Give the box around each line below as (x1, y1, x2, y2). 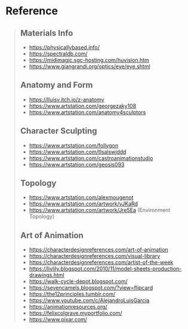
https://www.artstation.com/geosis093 (29, 161, 125, 168)
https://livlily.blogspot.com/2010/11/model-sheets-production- (29, 265, 182, 272)
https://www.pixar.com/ (29, 316, 88, 323)
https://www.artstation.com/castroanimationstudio (29, 154, 153, 162)
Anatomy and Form (20, 80, 93, 90)
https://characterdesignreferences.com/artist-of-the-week (29, 259, 174, 266)
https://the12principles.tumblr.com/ (29, 291, 116, 298)
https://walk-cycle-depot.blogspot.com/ (29, 278, 128, 285)
